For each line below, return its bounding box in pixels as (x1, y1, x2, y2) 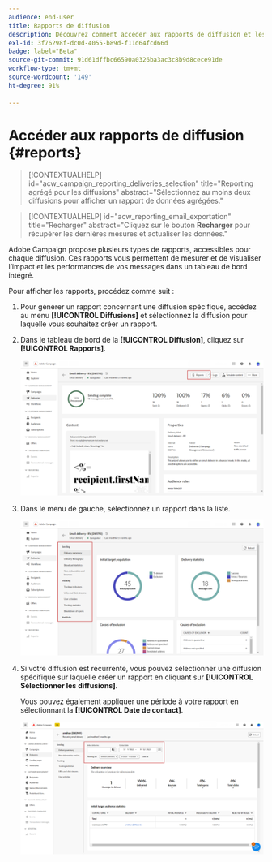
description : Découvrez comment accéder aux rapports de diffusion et (8, 30, 252, 38)
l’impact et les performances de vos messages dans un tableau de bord (8, 262, 248, 272)
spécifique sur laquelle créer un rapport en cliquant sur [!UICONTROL (19, 672, 253, 682)
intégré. (8, 270, 35, 280)
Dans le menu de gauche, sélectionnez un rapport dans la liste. (19, 503, 231, 513)
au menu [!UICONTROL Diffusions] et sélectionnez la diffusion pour (19, 311, 248, 321)
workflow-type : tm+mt (8, 65, 82, 73)
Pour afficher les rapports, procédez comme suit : (8, 287, 175, 296)
